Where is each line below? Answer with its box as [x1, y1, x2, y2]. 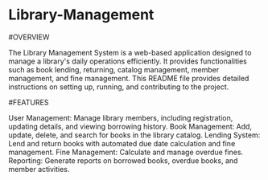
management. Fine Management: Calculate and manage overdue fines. [8, 147, 244, 157]
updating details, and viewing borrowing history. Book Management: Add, [8, 121, 252, 131]
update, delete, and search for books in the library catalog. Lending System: [8, 130, 261, 140]
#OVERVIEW [8, 32, 50, 42]
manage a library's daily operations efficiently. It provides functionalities [8, 56, 247, 66]
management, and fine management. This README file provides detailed [8, 73, 249, 83]
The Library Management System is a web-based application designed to [8, 47, 252, 57]
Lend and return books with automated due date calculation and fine [8, 138, 236, 148]
